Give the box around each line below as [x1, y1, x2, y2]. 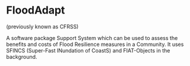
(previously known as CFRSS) [6, 23, 79, 30]
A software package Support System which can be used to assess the [6, 34, 178, 41]
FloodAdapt [6, 4, 65, 17]
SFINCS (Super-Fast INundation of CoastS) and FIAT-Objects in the [6, 47, 170, 54]
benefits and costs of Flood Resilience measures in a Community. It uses [6, 41, 184, 48]
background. [6, 53, 37, 60]
